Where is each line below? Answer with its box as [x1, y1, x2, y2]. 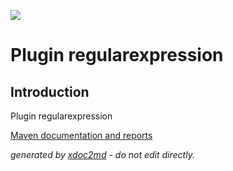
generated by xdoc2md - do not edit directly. [10, 149, 195, 160]
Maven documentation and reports [10, 130, 153, 141]
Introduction [10, 83, 90, 100]
